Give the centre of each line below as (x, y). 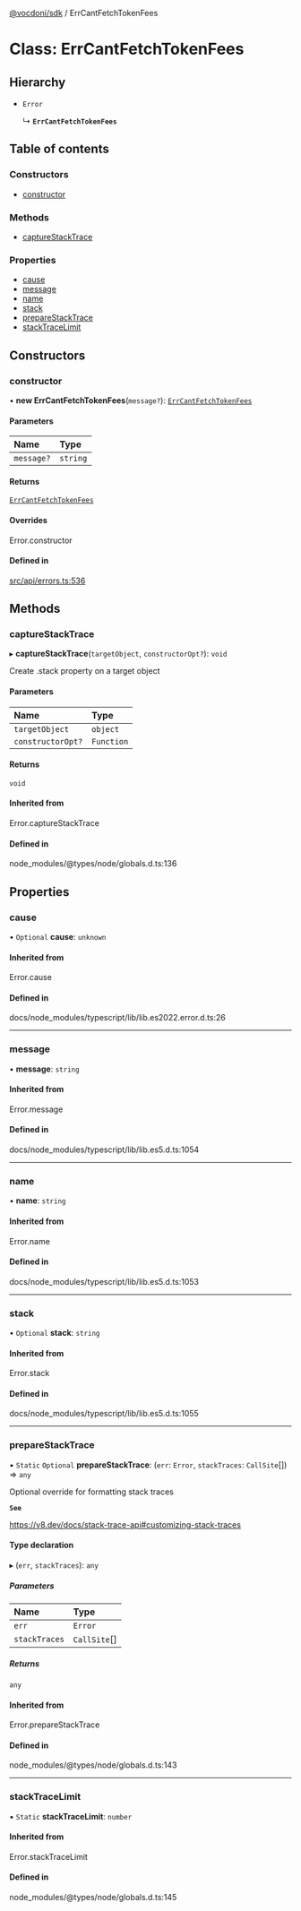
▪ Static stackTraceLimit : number (71, 1816)
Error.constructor (41, 540)
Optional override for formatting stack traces (92, 1492)
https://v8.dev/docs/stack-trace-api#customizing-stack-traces (125, 1524)
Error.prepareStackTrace (55, 1725)
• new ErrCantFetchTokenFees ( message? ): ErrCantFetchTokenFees (131, 400)
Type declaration (42, 1545)
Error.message (36, 1109)
